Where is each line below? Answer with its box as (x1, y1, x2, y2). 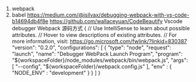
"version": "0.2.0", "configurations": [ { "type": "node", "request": (11, 44, 172, 51)
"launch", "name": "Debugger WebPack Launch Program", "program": (11, 51, 183, 57)
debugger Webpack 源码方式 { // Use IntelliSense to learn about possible (11, 25, 190, 31)
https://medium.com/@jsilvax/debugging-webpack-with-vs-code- (27, 11, 189, 18)
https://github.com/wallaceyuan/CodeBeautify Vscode (49, 18, 183, 24)
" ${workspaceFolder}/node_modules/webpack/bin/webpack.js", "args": (11, 56, 188, 64)
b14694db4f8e (11, 18, 49, 24)
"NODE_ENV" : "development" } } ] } (11, 70, 101, 76)
